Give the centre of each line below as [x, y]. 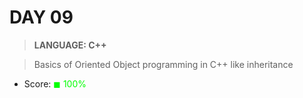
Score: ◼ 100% [55, 83]
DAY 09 [41, 17]
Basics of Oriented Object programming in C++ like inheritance [163, 64]
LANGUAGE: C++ [70, 45]
